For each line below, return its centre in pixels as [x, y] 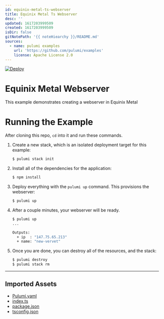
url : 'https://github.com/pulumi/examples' [59, 50]
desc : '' [14, 19]
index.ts [20, 301]
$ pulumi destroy [30, 260]
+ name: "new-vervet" [39, 242]
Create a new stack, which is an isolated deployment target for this [79, 145]
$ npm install [26, 177]
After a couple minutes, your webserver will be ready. [66, 210]
